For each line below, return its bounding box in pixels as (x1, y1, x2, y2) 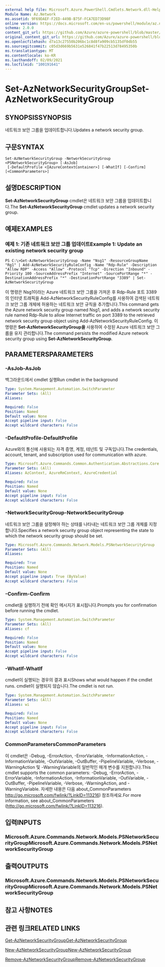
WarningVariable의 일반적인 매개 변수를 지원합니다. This (43, 764, 151, 770)
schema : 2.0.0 (5, 26, 34, 31)
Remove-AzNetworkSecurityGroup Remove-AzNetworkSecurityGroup (5, 957, 146, 963)
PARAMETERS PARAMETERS (5, 350, 94, 358)
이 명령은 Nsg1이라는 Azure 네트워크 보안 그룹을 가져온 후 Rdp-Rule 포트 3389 (5, 289, 157, 295)
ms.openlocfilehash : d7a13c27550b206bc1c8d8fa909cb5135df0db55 (5, 39, 137, 44)
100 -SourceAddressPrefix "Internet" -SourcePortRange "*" (25, 271, 148, 276)
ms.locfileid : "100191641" (5, 62, 60, 67)
